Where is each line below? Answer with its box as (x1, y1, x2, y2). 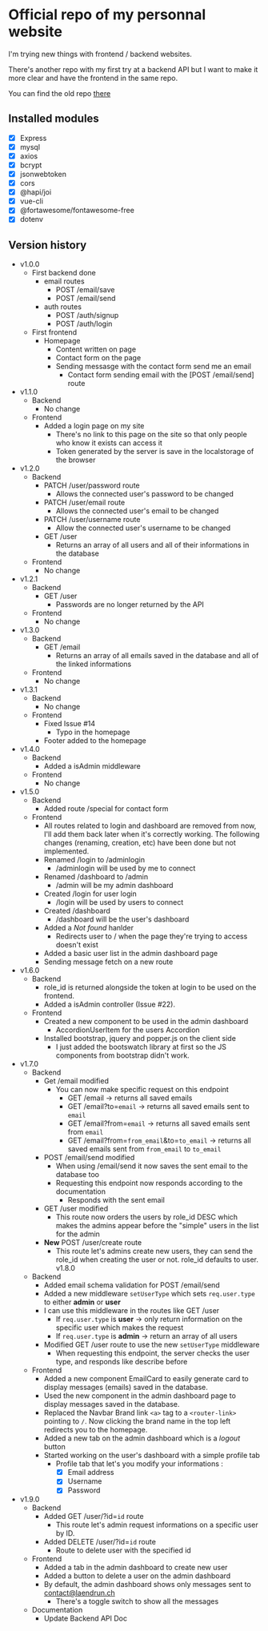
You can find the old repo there (8, 88, 111, 98)
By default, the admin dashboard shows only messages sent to (43, 1580, 252, 1589)
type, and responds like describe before (55, 1357, 188, 1367)
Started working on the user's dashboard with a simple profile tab (43, 1451, 260, 1460)
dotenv (19, 215, 44, 224)
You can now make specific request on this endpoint (55, 1085, 230, 1095)
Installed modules (8, 112, 100, 126)
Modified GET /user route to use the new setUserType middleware (43, 1340, 260, 1350)
